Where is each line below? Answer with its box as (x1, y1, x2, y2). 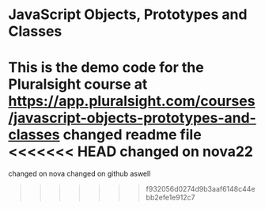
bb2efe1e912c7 (146, 192, 195, 203)
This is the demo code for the (8, 59, 204, 77)
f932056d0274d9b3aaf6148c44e (146, 184, 256, 194)
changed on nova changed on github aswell (8, 169, 151, 179)
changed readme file (62, 126, 202, 144)
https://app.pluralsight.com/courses (8, 93, 256, 110)
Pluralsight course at (8, 75, 148, 93)
